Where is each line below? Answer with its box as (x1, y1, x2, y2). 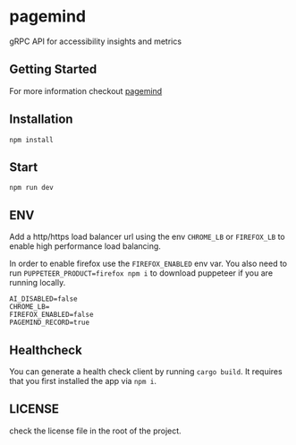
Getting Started (9, 62, 97, 77)
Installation (9, 112, 73, 127)
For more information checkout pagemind (9, 85, 163, 96)
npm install (9, 135, 54, 144)
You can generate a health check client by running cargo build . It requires (9, 366, 283, 377)
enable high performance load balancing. (9, 241, 161, 252)
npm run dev (9, 184, 54, 193)
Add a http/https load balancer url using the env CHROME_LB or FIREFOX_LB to (9, 231, 285, 243)
